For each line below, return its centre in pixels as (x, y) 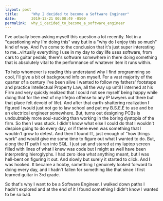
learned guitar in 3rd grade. (33, 175)
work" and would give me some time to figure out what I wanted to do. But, (80, 139)
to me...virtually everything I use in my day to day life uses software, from (79, 52)
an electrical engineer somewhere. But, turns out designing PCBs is (72, 113)
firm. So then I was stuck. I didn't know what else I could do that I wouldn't (80, 124)
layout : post (18, 9)
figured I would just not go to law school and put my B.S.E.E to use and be (79, 108)
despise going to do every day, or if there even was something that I (73, 128)
